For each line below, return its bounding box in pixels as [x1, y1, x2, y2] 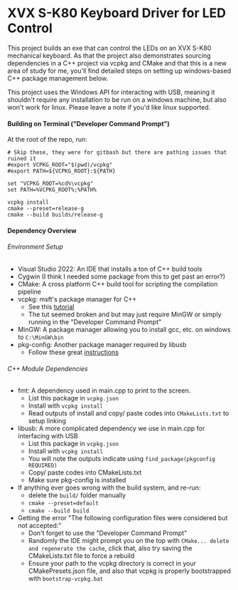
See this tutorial [28, 302, 75, 311]
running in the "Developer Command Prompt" [28, 317, 162, 326]
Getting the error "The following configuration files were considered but [17, 514, 228, 522]
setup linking [28, 417, 66, 425]
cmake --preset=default [28, 500, 99, 507]
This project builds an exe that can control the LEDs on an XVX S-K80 [7, 43, 212, 52]
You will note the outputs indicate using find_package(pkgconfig [28, 455, 215, 463]
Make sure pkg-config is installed [28, 476, 126, 485]
